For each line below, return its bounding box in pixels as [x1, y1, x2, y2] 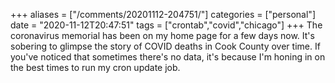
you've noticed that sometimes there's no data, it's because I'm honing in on [10, 51, 326, 63]
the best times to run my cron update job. [10, 62, 181, 73]
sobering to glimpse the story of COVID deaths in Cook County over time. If [10, 40, 321, 52]
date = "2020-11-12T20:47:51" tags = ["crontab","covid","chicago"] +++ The [10, 19, 323, 31]
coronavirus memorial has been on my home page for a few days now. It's [10, 30, 315, 41]
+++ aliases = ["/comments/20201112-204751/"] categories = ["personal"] [10, 9, 316, 20]
